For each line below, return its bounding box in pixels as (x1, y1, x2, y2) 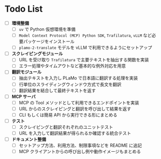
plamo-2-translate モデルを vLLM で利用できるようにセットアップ (19, 45, 152, 51)
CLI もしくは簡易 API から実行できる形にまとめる (19, 112, 118, 118)
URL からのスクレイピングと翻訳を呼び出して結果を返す (19, 106, 131, 112)
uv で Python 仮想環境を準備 (19, 26, 76, 32)
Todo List (4, 3, 43, 15)
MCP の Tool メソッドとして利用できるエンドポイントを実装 (19, 99, 140, 105)
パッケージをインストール (23, 39, 75, 44)
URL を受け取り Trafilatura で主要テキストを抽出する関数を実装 (19, 57, 149, 63)
